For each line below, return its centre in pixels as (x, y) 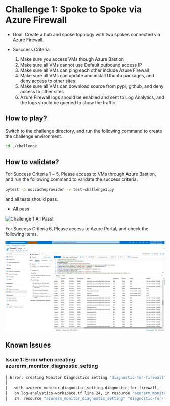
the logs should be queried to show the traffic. (68, 102)
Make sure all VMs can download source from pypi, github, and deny (92, 86)
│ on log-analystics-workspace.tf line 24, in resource (68, 393)
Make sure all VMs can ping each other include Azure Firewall (84, 70)
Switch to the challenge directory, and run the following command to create (84, 131)
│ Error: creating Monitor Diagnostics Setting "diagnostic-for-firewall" (86, 377)
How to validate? (32, 162)
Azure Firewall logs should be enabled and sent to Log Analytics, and (92, 97)
